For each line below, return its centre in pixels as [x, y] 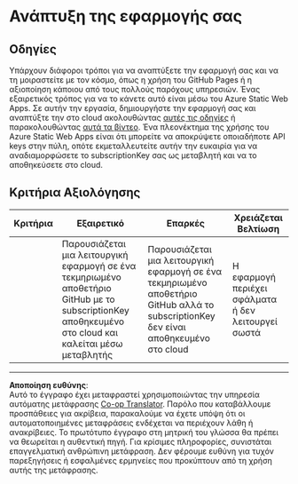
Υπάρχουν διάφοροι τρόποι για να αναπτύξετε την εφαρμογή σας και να [144, 70]
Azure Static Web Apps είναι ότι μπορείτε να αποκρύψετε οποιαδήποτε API [147, 136]
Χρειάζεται [259, 218]
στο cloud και [90, 332]
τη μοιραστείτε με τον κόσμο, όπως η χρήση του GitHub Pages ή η [131, 80]
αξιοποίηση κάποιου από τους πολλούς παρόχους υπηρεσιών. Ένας [135, 89]
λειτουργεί [255, 321]
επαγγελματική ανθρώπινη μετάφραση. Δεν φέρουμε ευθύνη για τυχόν [142, 451]
